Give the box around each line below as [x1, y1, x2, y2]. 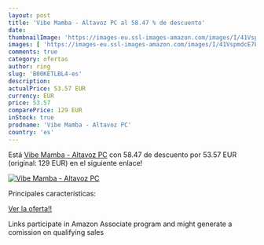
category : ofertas [8, 56, 68, 64]
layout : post [8, 11, 51, 20]
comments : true [8, 48, 58, 56]
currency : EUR [8, 92, 55, 100]
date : [8, 26, 26, 34]
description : [8, 77, 51, 85]
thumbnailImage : [8, 33, 61, 42]
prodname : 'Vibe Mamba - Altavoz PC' [8, 121, 132, 129]
